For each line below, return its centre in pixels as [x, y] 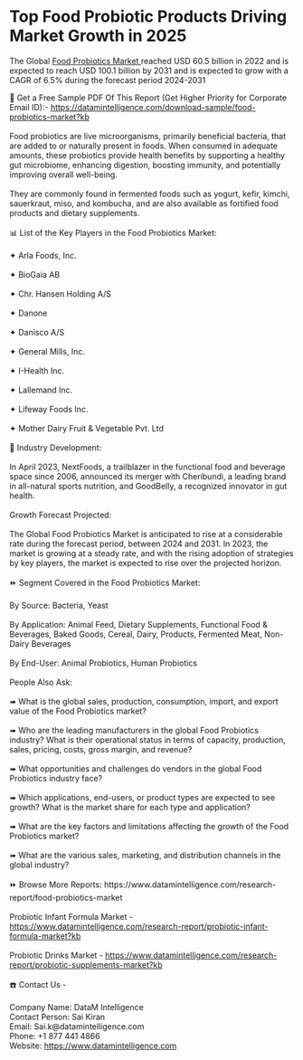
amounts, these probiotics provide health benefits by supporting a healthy [147, 155]
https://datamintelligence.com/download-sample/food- [153, 107]
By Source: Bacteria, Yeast [59, 605]
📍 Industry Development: [56, 447]
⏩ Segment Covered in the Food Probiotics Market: [105, 582]
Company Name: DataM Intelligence [77, 1007]
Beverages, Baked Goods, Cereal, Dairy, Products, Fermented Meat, [136, 634]
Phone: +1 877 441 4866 [55, 1036]
